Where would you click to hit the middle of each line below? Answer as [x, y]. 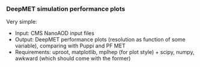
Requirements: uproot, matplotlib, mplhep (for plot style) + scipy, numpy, [105, 52]
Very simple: [22, 22]
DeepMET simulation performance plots [66, 9]
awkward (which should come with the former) [73, 59]
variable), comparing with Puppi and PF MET [70, 46]
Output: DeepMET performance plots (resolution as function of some [100, 40]
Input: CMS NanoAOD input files [55, 33]
